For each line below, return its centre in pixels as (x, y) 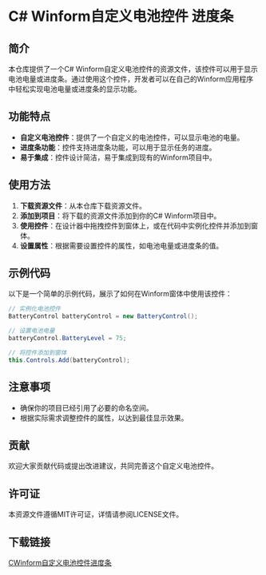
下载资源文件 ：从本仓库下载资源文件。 (83, 205)
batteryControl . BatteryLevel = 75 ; (67, 339)
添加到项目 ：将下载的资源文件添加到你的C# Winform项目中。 (120, 216)
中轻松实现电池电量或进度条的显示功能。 (75, 89)
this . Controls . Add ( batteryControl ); (69, 360)
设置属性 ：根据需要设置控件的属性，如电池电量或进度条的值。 (121, 245)
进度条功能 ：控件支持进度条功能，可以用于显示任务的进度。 (118, 147)
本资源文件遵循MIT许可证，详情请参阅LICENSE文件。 (96, 514)
